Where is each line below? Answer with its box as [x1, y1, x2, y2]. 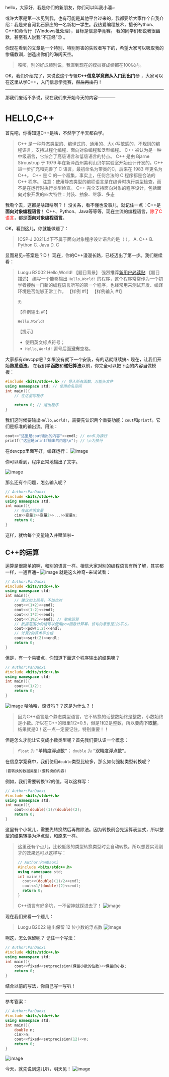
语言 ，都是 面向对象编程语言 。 [5, 214, 67, 221]
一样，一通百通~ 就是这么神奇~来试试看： [5, 569, 111, 575]
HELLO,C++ [5, 113, 54, 124]
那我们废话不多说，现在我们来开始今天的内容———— [5, 95, 116, 100]
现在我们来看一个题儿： [5, 913, 54, 919]
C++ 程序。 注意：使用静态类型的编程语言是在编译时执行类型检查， [17, 179, 157, 185]
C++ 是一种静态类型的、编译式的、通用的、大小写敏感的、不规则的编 [17, 141, 160, 147]
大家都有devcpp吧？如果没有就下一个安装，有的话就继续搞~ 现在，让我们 [5, 356, 157, 362]
